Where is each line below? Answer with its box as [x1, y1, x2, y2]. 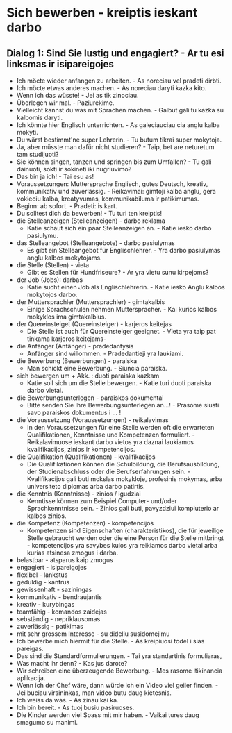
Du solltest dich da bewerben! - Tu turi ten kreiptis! [16, 210, 163, 217]
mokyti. [16, 128, 39, 136]
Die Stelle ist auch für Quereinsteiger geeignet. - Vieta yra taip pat [26, 328, 216, 335]
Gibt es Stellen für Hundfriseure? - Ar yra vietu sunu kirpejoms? [26, 269, 209, 276]
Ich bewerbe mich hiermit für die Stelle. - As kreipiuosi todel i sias [16, 637, 205, 645]
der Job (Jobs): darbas [16, 276, 83, 284]
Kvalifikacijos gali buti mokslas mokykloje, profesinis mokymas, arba [26, 475, 223, 483]
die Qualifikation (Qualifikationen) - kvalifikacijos [16, 453, 156, 461]
